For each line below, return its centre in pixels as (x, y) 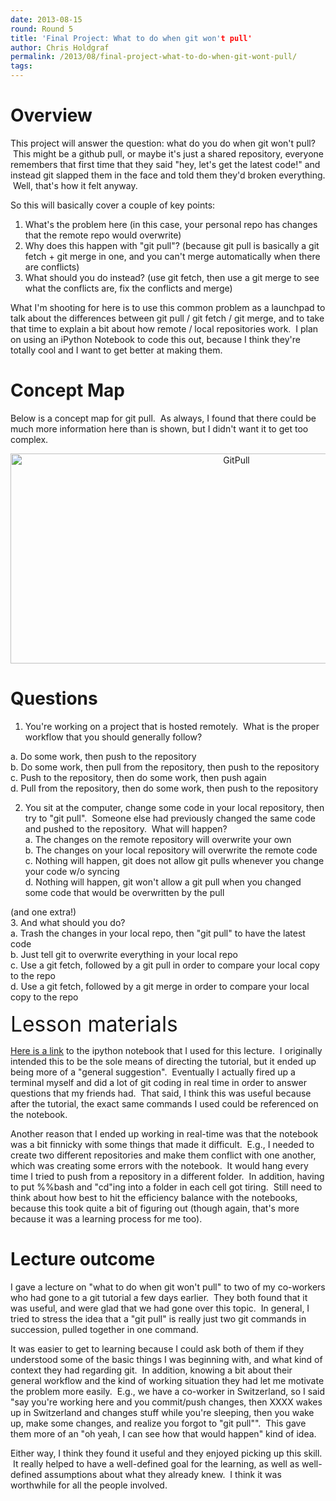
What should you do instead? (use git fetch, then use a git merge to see (172, 277)
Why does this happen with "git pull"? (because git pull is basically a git (172, 245)
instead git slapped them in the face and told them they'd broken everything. (168, 175)
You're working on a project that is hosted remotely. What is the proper (172, 726)
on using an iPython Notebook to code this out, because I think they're (155, 339)
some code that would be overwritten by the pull (124, 892)
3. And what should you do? (68, 922)
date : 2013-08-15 (46, 19)
